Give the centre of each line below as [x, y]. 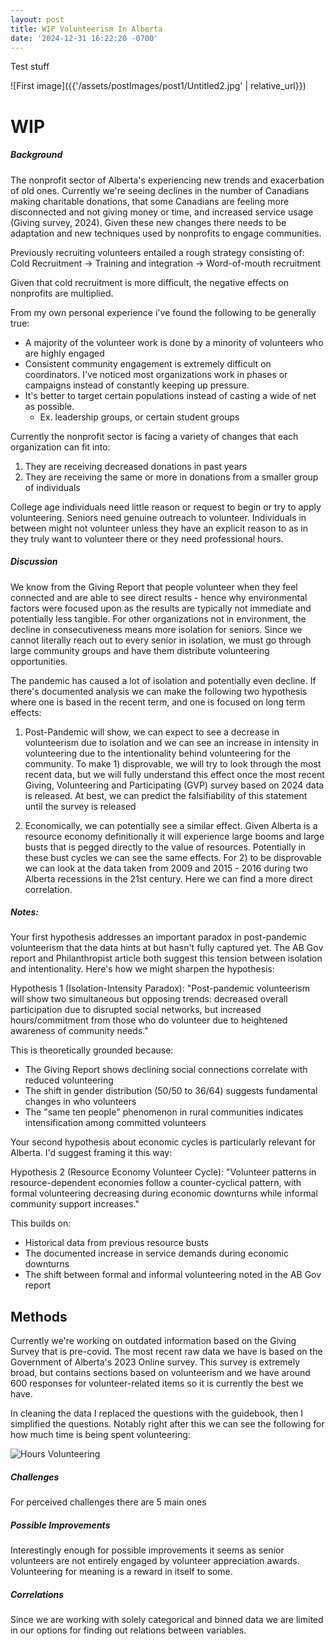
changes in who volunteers [80, 1102]
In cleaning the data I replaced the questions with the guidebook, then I [157, 1413]
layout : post [37, 19]
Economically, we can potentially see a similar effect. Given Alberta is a [171, 825]
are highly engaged [64, 353]
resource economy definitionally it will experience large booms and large [174, 836]
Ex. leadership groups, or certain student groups [139, 417]
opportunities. [39, 661]
